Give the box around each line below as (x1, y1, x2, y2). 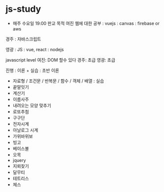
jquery (12, 157, 26, 163)
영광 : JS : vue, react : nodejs (5, 46, 64, 52)
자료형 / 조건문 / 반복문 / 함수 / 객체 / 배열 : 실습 (12, 78, 104, 84)
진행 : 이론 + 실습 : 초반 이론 (5, 67, 60, 73)
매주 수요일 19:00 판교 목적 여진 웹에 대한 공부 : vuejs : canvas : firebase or (12, 20, 160, 26)
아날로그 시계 (12, 127, 38, 133)
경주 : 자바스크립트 (5, 36, 41, 42)
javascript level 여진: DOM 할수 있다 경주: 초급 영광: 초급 (5, 57, 115, 63)
